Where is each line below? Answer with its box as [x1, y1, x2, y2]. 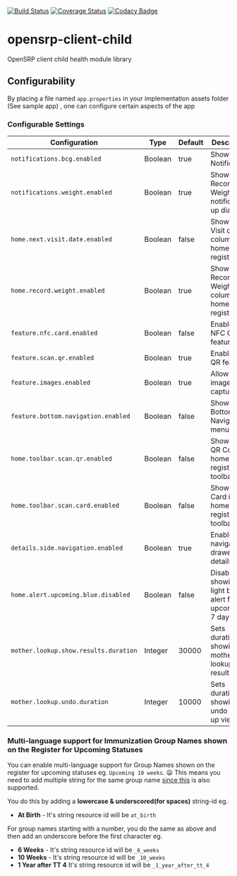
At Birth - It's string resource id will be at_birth [17, 811, 157, 819]
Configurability [7, 75, 75, 88]
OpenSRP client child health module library [7, 54, 132, 63]
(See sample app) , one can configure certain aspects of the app [7, 101, 195, 110]
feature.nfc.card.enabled [11, 329, 98, 338]
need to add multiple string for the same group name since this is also [7, 776, 210, 785]
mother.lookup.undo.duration [11, 698, 109, 706]
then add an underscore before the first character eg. [7, 832, 163, 841]
